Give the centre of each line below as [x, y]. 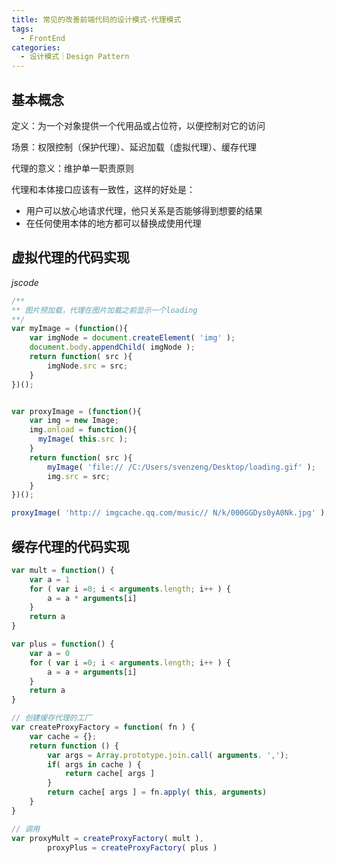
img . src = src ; [79, 476]
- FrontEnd [43, 38]
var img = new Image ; [74, 421]
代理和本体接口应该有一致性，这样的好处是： [103, 189]
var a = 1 [50, 579]
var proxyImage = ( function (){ [76, 411]
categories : [36, 47]
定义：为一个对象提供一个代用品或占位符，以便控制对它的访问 [138, 125]
